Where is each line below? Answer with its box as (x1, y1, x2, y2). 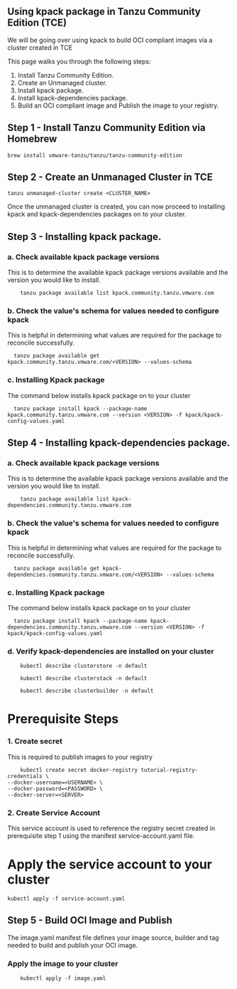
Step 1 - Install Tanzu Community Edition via (7, 122, 206, 134)
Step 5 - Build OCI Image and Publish (7, 914, 172, 926)
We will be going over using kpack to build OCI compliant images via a (7, 36, 213, 44)
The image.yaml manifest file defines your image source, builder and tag (7, 933, 219, 942)
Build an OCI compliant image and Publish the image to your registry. (17, 101, 219, 110)
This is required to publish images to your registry (7, 753, 153, 761)
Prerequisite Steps (7, 711, 119, 727)
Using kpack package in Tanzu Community (7, 6, 201, 18)
